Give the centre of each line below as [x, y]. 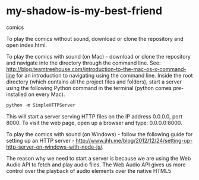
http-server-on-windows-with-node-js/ [54, 147]
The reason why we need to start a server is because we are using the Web [99, 158]
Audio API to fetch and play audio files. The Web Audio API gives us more [96, 165]
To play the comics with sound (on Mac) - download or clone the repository [99, 56]
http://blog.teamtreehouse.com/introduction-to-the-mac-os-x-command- [96, 69]
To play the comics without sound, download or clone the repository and [95, 38]
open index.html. [27, 45]
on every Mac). [47, 94]
